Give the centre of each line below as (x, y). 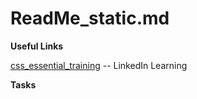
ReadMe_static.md (90, 18)
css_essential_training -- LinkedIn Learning (99, 65)
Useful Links (37, 46)
